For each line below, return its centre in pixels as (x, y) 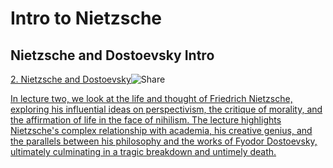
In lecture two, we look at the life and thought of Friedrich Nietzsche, (151, 98)
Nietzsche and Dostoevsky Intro (112, 55)
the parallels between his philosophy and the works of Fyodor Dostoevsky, (164, 141)
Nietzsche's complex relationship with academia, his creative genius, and (161, 130)
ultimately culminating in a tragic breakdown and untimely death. (143, 151)
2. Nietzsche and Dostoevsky (71, 79)
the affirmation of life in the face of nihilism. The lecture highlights (146, 120)
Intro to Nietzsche (86, 18)
